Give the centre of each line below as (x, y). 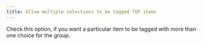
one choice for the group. (38, 35)
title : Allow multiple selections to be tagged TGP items (81, 12)
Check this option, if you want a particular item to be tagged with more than (101, 29)
